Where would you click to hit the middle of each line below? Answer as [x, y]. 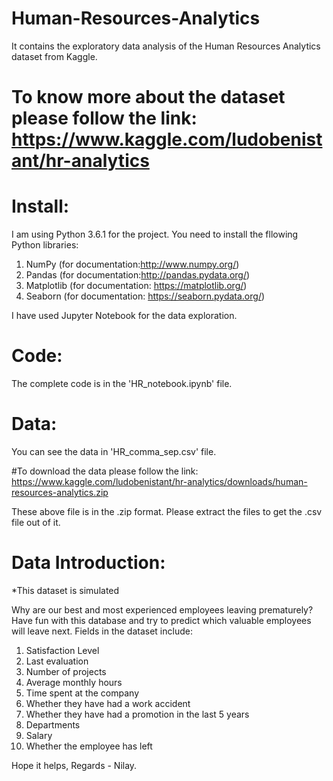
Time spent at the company [82, 693]
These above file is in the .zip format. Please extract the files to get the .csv [167, 511]
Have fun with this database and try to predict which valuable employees [161, 620]
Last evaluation [57, 661]
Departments [53, 724]
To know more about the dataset [148, 97]
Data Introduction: [88, 563]
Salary [39, 735]
